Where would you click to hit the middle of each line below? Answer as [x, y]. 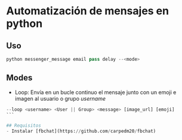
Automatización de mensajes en [87, 11]
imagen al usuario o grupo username [60, 98]
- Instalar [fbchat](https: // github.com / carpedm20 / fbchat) [81, 131]
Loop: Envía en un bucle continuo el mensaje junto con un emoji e [95, 92]
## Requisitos [24, 126]
